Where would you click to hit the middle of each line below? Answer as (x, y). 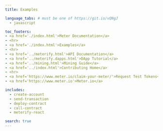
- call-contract (26, 108)
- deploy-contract (28, 103)
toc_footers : (18, 32)
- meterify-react (27, 113)
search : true (18, 121)
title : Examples (21, 9)
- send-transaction (29, 99)
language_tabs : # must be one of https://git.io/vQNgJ (62, 18)
